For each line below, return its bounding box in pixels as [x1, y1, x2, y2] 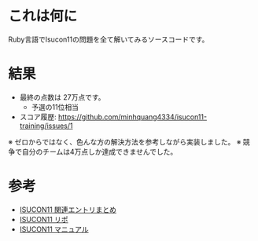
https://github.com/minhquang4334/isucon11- [57, 111, 207, 122]
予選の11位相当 [31, 102, 79, 111]
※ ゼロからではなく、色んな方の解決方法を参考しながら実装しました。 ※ [8, 137, 241, 146]
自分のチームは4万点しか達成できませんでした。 [21, 147, 178, 156]
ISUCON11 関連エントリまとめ [19, 205, 116, 214]
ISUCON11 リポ [19, 214, 68, 224]
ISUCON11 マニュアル [19, 225, 89, 234]
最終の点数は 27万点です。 [19, 92, 105, 102]
